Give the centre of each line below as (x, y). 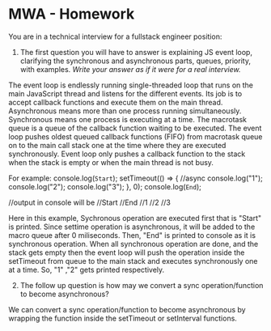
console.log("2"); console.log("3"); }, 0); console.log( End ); (105, 186)
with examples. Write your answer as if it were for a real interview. (130, 69)
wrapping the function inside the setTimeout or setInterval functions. (123, 318)
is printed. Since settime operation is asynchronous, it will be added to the (132, 227)
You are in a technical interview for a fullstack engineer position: (115, 36)
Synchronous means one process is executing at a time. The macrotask (127, 119)
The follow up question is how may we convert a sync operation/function (142, 285)
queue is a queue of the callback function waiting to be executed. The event (135, 128)
